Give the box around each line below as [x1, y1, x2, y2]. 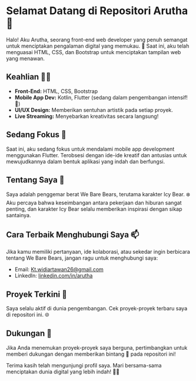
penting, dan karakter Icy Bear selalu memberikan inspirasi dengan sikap [6, 206, 182, 213]
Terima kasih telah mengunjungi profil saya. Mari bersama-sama [6, 362, 162, 369]
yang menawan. [6, 55, 45, 62]
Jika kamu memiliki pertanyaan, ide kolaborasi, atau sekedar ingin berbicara [6, 249, 190, 256]
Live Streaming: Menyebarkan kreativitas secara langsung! [14, 112, 159, 120]
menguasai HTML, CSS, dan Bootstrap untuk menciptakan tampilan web [6, 48, 181, 55]
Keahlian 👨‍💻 [6, 72, 51, 82]
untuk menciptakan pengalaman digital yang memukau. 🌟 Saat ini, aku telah [6, 42, 190, 49]
